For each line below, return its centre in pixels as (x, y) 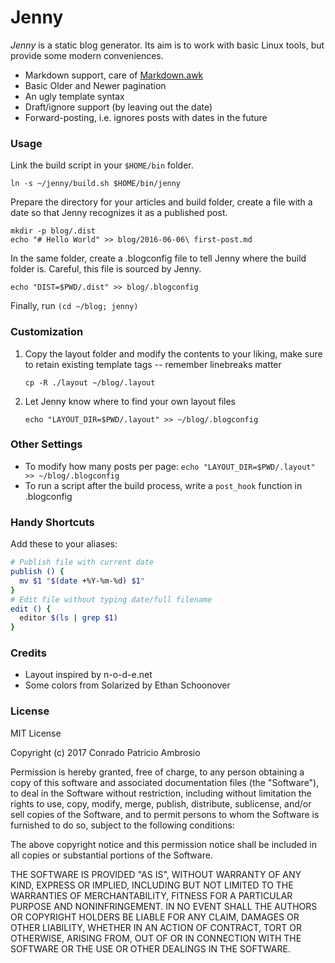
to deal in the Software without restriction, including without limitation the (161, 793)
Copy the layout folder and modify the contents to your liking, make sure (173, 353)
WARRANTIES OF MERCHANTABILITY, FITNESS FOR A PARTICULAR (151, 895)
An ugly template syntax (74, 96)
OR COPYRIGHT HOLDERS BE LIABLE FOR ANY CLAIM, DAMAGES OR (155, 917)
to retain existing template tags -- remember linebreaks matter (153, 364)
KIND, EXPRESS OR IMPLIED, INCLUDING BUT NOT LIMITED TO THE (152, 885)
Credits (28, 653)
